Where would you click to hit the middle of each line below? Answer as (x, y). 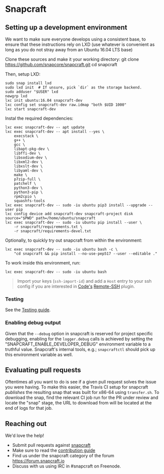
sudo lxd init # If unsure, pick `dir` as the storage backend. (73, 87)
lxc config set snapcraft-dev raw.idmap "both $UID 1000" (66, 105)
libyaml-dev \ (28, 171)
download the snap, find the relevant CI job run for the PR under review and (82, 398)
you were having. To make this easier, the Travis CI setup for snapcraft (77, 387)
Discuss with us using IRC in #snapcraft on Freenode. (66, 466)
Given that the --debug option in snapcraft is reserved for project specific (79, 333)
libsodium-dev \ (31, 158)
